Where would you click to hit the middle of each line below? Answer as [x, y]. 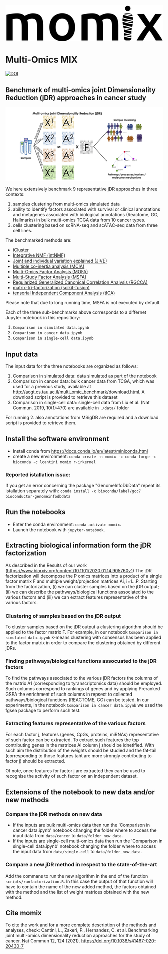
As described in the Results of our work [46, 565]
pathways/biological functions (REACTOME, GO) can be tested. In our [77, 700]
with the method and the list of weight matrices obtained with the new [77, 892]
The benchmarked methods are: [38, 240]
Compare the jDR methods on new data [54, 814]
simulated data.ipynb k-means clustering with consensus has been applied [83, 637]
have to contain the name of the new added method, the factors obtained [81, 886]
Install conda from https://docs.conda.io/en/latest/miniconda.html [80, 451]
